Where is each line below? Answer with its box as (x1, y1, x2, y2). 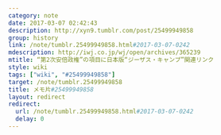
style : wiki (8, 64, 48, 71)
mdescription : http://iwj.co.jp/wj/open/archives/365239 (8, 48, 201, 56)
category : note (8, 11, 59, 20)
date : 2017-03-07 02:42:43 (8, 19, 98, 27)
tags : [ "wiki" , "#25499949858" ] (8, 71, 115, 79)
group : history (8, 33, 59, 42)
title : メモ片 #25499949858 (8, 85, 94, 94)
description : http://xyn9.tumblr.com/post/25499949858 (8, 26, 194, 34)
